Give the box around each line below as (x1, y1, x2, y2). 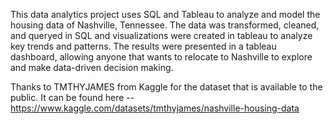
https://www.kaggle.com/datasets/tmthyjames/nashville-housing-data (10, 102, 300, 114)
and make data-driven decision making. (10, 62, 174, 73)
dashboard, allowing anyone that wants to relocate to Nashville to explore (10, 51, 313, 63)
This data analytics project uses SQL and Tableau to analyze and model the (10, 9, 321, 20)
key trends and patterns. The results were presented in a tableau (10, 40, 277, 52)
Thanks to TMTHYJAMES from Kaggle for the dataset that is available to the (10, 81, 323, 93)
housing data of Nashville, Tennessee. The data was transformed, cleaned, (10, 19, 320, 31)
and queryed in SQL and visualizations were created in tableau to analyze (10, 30, 313, 41)
